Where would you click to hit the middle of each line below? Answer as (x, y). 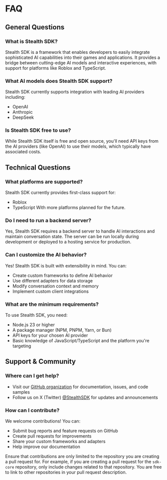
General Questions (35, 27)
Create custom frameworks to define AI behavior (63, 275)
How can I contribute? (32, 410)
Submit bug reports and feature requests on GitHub (65, 431)
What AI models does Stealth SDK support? (59, 81)
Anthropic (22, 112)
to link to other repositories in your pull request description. (66, 473)
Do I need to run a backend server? (48, 221)
